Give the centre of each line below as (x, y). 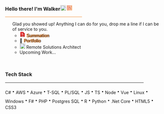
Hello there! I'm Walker (33, 9)
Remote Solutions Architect (54, 47)
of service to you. (30, 29)
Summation (38, 36)
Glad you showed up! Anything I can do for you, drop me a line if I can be (85, 24)
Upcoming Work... (38, 52)
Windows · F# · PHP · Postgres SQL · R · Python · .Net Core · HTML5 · (79, 100)
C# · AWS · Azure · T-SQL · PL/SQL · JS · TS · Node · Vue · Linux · (77, 91)
